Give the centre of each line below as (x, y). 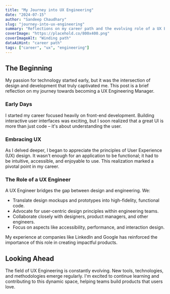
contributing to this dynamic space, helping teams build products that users (84, 281)
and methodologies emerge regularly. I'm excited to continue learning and (82, 276)
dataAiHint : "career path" (34, 43)
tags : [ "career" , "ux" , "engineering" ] (47, 48)
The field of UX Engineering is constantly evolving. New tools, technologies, (84, 271)
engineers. (24, 222)
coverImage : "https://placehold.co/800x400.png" (57, 33)
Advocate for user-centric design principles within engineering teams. (86, 211)
